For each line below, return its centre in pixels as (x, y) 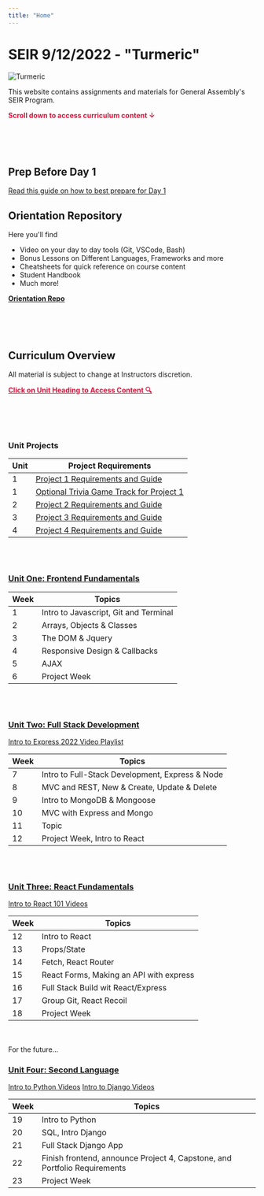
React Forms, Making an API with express (118, 975)
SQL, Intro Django (75, 1133)
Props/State (64, 949)
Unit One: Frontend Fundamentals (74, 578)
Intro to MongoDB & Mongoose (99, 800)
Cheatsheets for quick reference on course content (103, 267)
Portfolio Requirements (84, 1168)
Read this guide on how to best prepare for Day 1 (87, 191)
